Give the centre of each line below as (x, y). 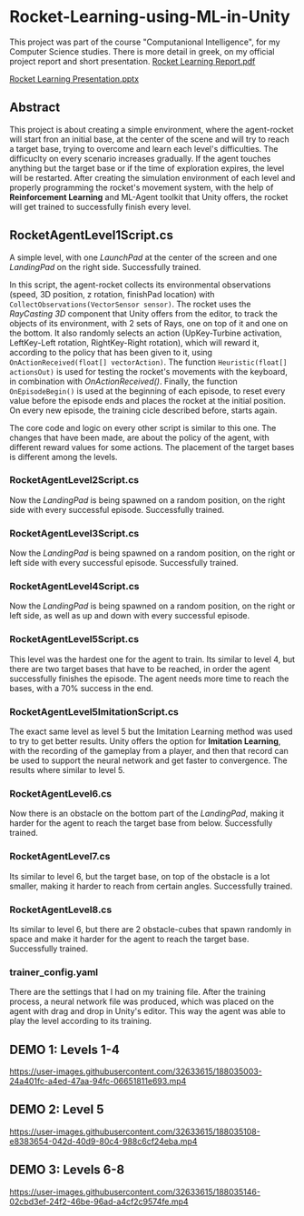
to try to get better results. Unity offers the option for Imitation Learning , (145, 741)
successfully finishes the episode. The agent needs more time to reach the (149, 678)
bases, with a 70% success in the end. (82, 688)
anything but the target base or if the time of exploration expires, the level (147, 168)
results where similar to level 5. (67, 770)
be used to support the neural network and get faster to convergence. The (148, 760)
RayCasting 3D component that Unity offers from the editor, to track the (144, 313)
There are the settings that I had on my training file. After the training (137, 992)
